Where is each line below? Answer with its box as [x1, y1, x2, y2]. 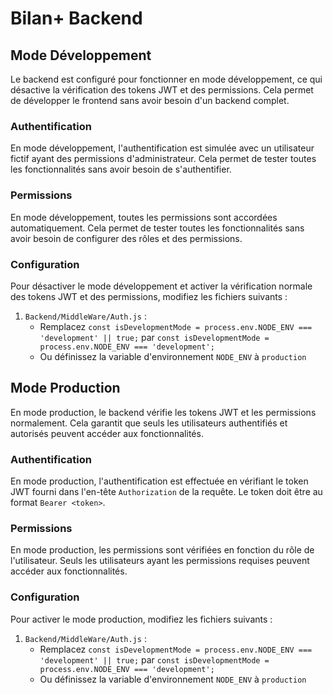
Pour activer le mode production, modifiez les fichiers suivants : [10, 613, 273, 625]
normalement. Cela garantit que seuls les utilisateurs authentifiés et [10, 417, 288, 429]
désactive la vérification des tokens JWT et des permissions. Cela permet [10, 84, 314, 96]
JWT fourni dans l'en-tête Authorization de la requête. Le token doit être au [10, 486, 323, 497]
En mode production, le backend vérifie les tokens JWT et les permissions [10, 406, 317, 418]
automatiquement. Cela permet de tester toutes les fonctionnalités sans [10, 222, 305, 234]
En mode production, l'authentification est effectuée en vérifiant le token [10, 475, 309, 487]
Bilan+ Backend [10, 7, 143, 30]
